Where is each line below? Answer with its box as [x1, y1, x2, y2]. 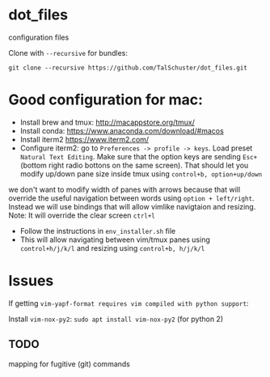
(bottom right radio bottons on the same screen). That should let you [19, 160, 249, 170]
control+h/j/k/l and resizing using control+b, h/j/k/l [19, 243, 205, 252]
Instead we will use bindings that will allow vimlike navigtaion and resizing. [8, 201, 256, 211]
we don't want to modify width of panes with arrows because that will [8, 184, 241, 194]
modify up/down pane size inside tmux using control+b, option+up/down [19, 168, 263, 179]
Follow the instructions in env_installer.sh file [19, 226, 176, 235]
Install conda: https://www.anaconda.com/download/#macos [19, 125, 224, 135]
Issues [8, 272, 54, 290]
